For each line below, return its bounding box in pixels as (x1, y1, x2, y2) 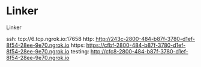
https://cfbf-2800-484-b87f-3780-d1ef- (86, 42, 186, 49)
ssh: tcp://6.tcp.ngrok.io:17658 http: (6, 35, 95, 42)
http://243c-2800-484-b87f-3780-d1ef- (95, 35, 196, 42)
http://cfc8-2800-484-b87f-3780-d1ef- (90, 47, 188, 55)
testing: (70, 47, 89, 55)
